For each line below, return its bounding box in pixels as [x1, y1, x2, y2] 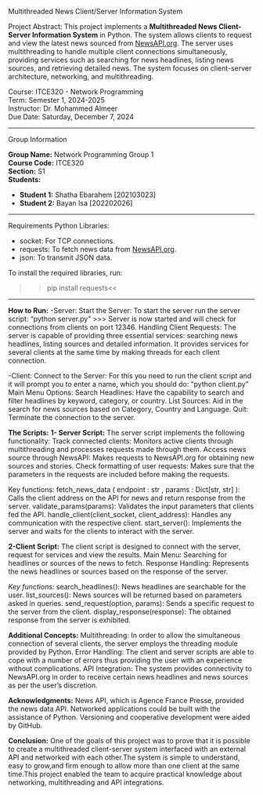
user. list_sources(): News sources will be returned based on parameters [8, 590, 243, 600]
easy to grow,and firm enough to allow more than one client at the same [8, 761, 240, 770]
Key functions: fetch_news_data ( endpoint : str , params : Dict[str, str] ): [8, 485, 240, 494]
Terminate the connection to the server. [8, 413, 135, 422]
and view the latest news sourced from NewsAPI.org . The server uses [8, 38, 233, 48]
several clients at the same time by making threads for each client [8, 348, 221, 356]
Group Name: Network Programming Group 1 [8, 150, 154, 159]
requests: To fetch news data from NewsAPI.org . [19, 245, 177, 253]
